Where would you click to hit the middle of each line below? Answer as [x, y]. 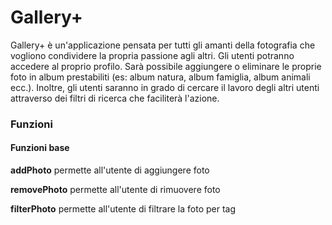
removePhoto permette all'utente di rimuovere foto [115, 190]
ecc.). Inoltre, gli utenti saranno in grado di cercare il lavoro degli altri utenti [165, 87]
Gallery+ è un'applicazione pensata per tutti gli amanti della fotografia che [163, 45]
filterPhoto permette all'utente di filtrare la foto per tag [123, 209]
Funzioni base [40, 148]
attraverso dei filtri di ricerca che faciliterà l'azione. [115, 98]
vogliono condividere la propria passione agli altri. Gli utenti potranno [152, 55]
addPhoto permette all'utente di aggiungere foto [110, 170]
